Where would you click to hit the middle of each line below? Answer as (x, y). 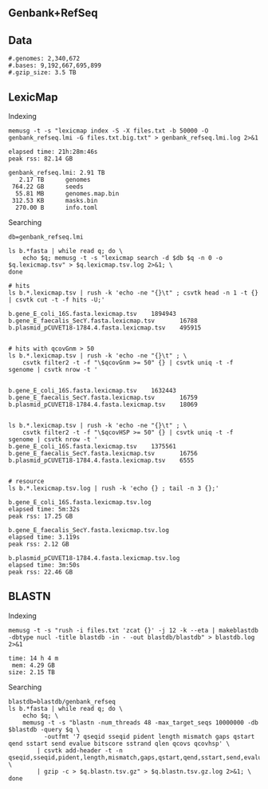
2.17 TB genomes (55, 180)
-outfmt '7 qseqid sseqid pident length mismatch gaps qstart (149, 736)
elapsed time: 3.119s (44, 538)
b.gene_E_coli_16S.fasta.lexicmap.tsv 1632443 (93, 391)
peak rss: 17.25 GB (41, 517)
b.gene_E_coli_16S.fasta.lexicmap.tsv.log (80, 503)
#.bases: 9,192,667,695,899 (55, 66)
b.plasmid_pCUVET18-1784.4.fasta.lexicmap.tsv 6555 (101, 461)
